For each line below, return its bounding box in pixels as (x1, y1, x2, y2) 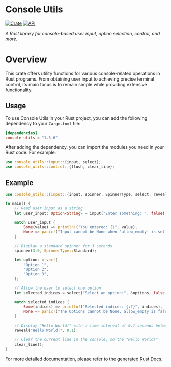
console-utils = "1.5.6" (5, 135, 58, 140)
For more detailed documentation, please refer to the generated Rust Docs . (5, 356, 163, 362)
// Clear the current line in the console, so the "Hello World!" (14, 337, 158, 342)
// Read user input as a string (14, 205, 83, 211)
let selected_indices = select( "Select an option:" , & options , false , (14, 290, 167, 295)
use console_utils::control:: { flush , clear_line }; (5, 164, 115, 169)
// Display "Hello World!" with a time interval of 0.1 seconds (14, 323, 154, 328)
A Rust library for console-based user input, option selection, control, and (5, 30, 160, 36)
